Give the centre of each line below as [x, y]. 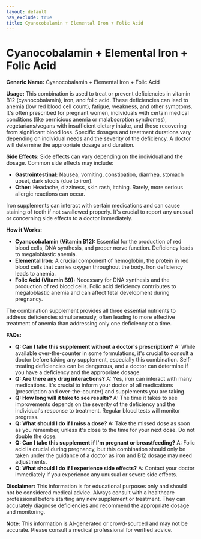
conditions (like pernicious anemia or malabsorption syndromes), [86, 119]
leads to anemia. [35, 274]
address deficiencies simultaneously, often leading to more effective [91, 317]
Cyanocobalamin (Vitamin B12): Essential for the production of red [98, 242]
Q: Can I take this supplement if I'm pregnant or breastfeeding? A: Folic [105, 443]
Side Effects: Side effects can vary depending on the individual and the [94, 156]
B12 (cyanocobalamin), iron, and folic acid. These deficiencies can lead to [97, 100]
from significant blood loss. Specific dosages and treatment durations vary [99, 132]
